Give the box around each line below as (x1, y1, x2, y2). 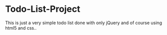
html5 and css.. (5, 25, 37, 31)
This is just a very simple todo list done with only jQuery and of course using (5, 20, 162, 26)
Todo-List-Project (5, 3, 81, 15)
